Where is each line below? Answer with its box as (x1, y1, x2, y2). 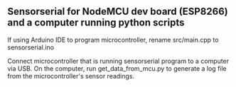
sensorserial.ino (7, 42, 55, 52)
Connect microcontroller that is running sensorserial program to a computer (7, 57, 230, 65)
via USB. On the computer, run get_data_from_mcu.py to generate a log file (7, 64, 227, 73)
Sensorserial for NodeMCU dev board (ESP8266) (7, 6, 229, 18)
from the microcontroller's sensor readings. (7, 71, 135, 80)
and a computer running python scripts (7, 17, 185, 29)
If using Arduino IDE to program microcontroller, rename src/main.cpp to (7, 35, 219, 44)
